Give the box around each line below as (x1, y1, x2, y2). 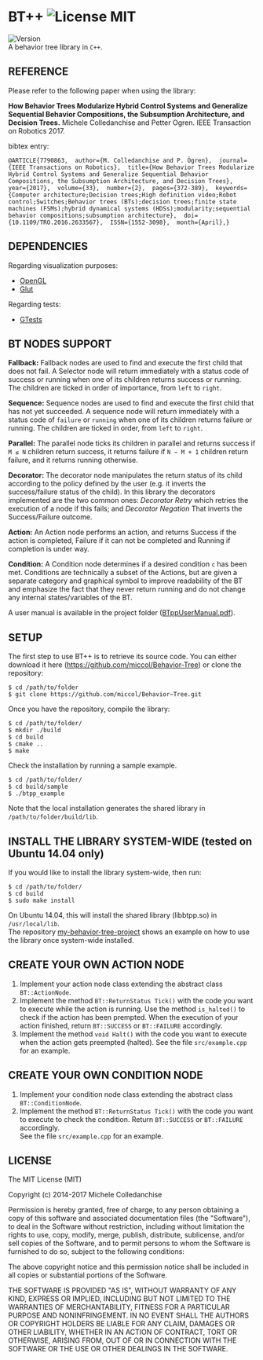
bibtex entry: (8, 141, 49, 151)
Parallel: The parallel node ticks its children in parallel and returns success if (8, 438, 256, 448)
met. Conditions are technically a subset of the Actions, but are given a (8, 568, 238, 577)
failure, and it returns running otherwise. (8, 456, 139, 465)
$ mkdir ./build (8, 727, 61, 735)
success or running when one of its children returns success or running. (8, 375, 242, 384)
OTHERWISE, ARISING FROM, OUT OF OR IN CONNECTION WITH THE (8, 1336, 237, 1345)
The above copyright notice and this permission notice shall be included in (8, 1262, 249, 1272)
